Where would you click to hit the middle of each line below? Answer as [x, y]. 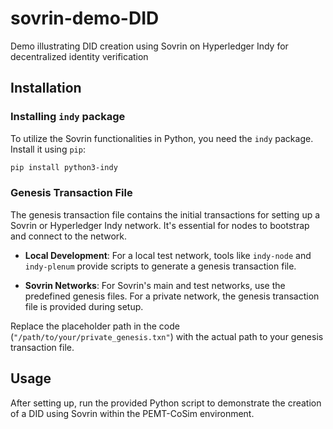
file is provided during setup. [84, 306]
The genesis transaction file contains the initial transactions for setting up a [165, 214]
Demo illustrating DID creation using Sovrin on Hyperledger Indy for [149, 46]
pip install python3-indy [64, 167]
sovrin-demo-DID [85, 18]
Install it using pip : [48, 149]
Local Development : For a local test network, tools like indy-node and [168, 255]
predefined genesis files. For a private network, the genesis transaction [172, 296]
